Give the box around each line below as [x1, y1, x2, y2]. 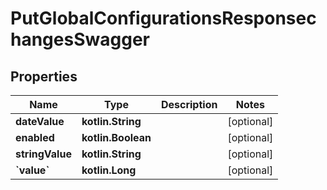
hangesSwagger [10, 28, 150, 51]
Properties [10, 68, 78, 85]
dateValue [15, 115, 65, 128]
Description [160, 98, 218, 111]
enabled [15, 131, 55, 144]
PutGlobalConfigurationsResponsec [10, 7, 317, 30]
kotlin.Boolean [81, 131, 152, 144]
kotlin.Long [81, 163, 137, 177]
